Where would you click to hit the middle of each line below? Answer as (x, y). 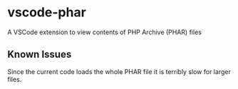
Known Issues (40, 54)
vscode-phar (47, 12)
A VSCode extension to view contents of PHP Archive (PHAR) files (104, 32)
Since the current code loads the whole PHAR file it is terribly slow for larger (119, 71)
